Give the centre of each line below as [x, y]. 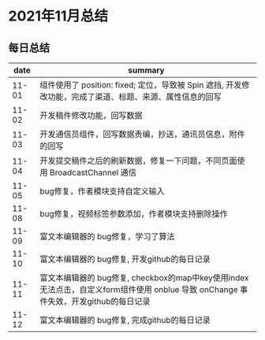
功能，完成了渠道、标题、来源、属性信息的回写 [135, 97]
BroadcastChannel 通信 [93, 172]
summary [146, 70]
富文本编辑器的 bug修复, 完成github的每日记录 [125, 320]
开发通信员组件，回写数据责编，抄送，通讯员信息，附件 [143, 134]
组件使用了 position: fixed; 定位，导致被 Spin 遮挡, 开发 [141, 85]
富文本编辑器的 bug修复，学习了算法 [107, 237]
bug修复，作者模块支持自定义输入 [103, 191]
